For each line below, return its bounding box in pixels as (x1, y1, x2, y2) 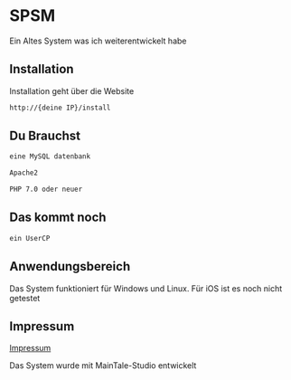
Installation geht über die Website (9, 85, 135, 96)
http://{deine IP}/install (9, 103, 111, 112)
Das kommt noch (9, 210, 107, 225)
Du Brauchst (9, 128, 81, 144)
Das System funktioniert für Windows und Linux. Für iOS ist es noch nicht (9, 282, 283, 294)
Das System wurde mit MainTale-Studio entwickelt (9, 360, 197, 371)
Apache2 (9, 168, 39, 177)
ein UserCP (9, 233, 51, 242)
